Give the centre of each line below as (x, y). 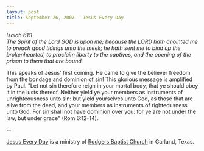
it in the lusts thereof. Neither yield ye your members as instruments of (95, 92)
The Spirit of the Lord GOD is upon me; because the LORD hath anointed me (102, 41)
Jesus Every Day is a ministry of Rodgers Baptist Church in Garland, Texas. (100, 141)
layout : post (23, 12)
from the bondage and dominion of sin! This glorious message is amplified (100, 79)
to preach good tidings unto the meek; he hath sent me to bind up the (93, 48)
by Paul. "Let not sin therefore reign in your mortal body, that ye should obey (102, 85)
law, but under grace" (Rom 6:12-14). (52, 118)
